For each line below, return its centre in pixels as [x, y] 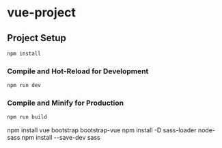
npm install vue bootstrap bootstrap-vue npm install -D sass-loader [102, 130]
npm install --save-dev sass [61, 138]
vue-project [42, 13]
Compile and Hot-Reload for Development [78, 71]
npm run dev [24, 86]
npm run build [27, 117]
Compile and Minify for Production [66, 103]
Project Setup [37, 38]
